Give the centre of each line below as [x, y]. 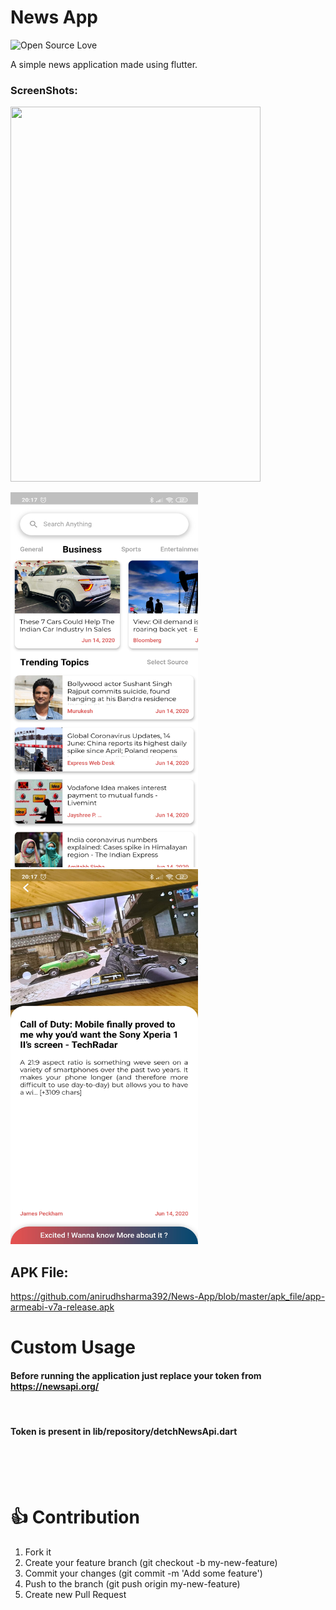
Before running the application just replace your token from [136, 1375]
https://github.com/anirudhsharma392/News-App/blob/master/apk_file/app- [168, 1297]
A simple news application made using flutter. [104, 64]
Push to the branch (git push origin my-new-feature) [132, 1583]
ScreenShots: [44, 90]
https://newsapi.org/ [55, 1386]
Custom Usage [73, 1347]
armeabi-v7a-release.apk [62, 1307]
